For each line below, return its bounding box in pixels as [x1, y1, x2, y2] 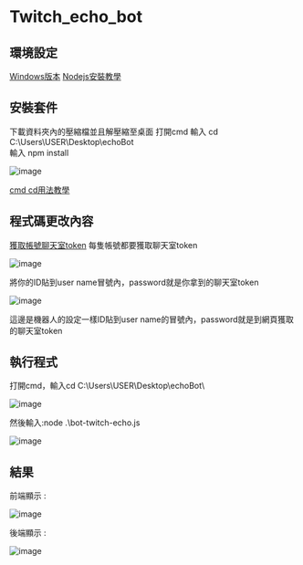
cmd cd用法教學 [9, 184, 70, 195]
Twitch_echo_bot [9, 6, 143, 27]
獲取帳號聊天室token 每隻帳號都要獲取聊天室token [9, 239, 198, 250]
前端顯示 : [9, 490, 47, 501]
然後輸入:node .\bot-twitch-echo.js [9, 417, 141, 428]
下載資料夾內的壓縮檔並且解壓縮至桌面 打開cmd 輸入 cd [9, 126, 219, 137]
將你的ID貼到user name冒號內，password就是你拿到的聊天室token [9, 277, 259, 288]
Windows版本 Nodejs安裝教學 [9, 71, 121, 81]
